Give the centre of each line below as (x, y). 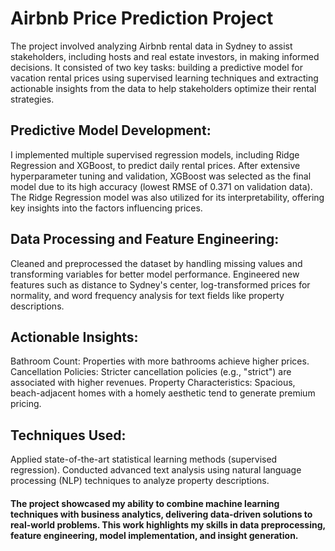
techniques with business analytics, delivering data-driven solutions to (161, 514)
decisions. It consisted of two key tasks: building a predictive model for (156, 67)
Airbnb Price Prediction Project (142, 18)
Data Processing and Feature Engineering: (145, 239)
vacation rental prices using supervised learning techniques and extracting (164, 78)
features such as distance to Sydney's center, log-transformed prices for (160, 284)
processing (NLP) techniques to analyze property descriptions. (140, 481)
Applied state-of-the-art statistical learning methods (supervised (144, 459)
